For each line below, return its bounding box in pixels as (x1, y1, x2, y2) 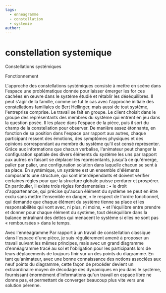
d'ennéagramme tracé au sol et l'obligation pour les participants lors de (5, 245, 151, 251)
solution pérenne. (5, 283, 41, 289)
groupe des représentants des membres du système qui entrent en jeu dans (5, 115, 161, 121)
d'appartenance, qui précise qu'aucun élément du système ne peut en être (5, 188, 158, 194)
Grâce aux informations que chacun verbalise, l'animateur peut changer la (5, 146, 157, 152)
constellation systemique (5, 47, 112, 59)
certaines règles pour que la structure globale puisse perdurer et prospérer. (5, 178, 160, 184)
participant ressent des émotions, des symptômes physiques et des (5, 136, 144, 142)
